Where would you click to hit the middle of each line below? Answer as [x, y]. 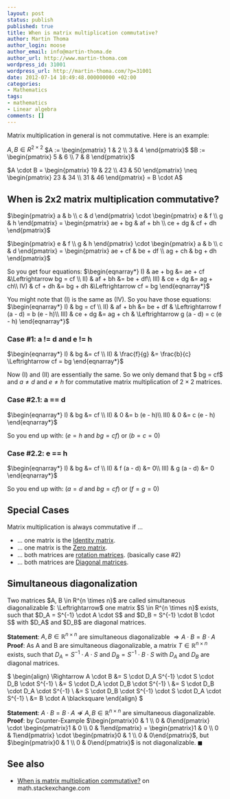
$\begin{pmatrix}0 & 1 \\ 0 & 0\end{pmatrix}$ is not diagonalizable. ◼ [105, 743]
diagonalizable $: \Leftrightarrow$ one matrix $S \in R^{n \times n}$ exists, [113, 607]
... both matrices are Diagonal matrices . [73, 562]
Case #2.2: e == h [37, 453]
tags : [15, 97]
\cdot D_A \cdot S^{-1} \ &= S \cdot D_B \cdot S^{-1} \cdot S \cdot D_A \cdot [114, 691]
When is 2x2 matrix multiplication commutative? [113, 199]
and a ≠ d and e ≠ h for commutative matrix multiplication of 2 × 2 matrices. [115, 382]
